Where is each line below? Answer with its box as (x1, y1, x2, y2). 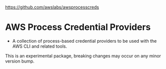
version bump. (5, 58, 35, 64)
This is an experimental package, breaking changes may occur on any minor (5, 53, 161, 59)
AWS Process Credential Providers (5, 22, 151, 33)
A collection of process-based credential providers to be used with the (12, 38, 157, 44)
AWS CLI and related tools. (12, 43, 67, 49)
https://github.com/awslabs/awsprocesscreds (5, 4, 99, 10)
